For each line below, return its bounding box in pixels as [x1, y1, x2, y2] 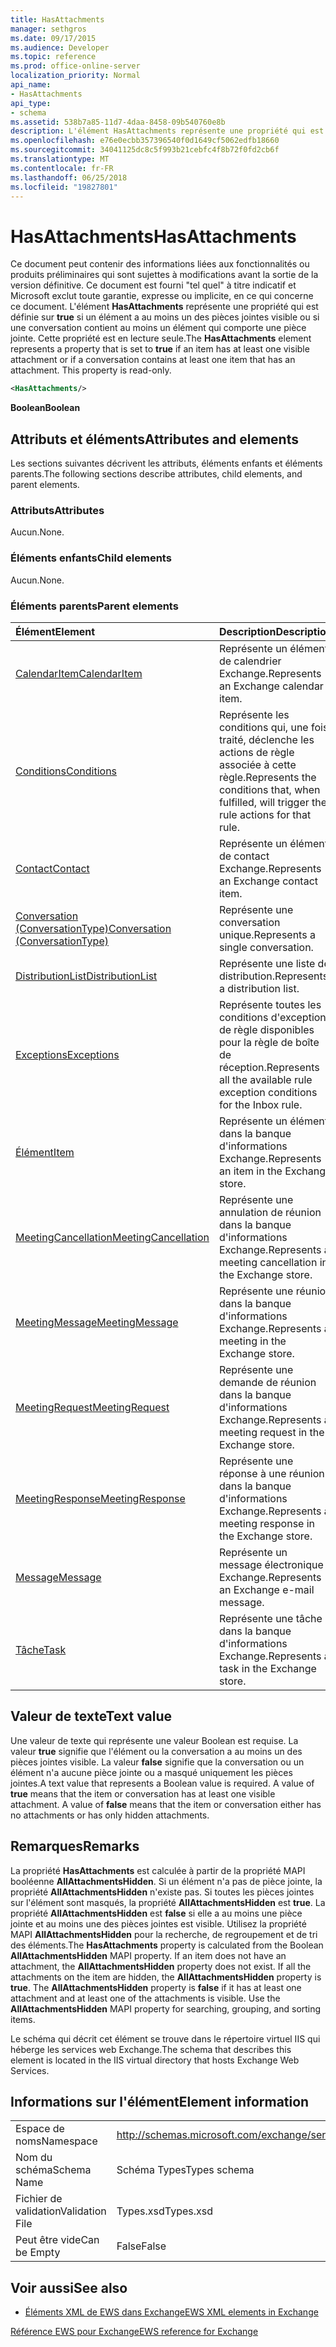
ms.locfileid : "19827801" [10, 182, 118, 192]
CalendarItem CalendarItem [15, 666, 143, 680]
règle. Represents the [218, 770, 317, 784]
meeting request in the [218, 1425, 325, 1439]
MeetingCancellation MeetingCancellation [15, 1230, 210, 1244]
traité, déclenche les [218, 732, 315, 746]
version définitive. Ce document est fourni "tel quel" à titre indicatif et [10, 279, 297, 291]
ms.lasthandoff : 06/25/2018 [10, 172, 128, 183]
